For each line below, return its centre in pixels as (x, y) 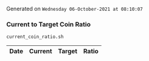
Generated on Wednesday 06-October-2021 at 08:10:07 (74, 9)
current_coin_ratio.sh (35, 37)
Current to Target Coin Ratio (49, 24)
